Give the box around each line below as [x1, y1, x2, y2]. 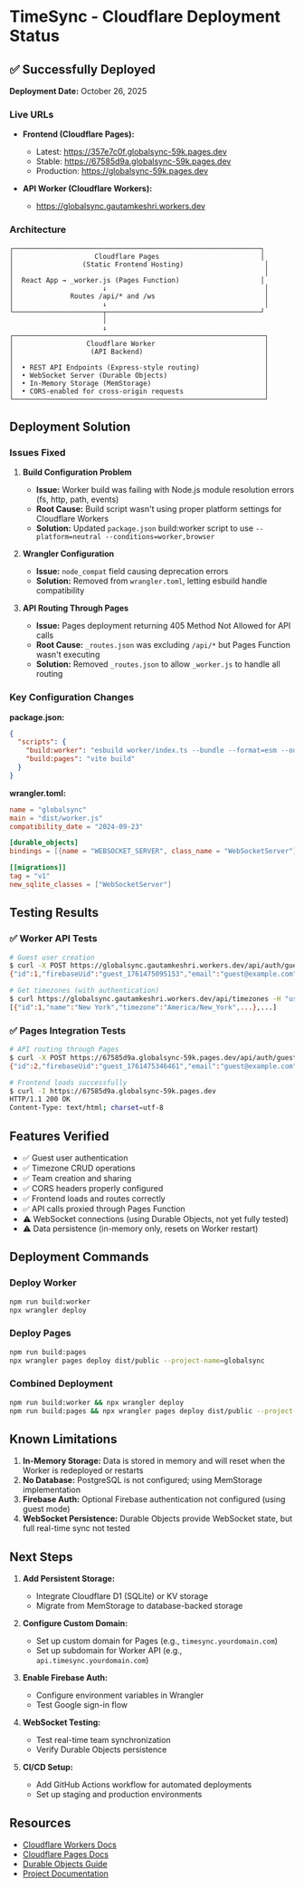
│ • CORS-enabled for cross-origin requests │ [9, 387, 270, 396]
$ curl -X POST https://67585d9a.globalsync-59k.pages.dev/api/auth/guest [9, 1053, 298, 1062]
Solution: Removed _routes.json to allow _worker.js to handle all [35, 659, 280, 669]
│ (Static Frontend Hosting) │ [9, 260, 270, 269]
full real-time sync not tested [22, 1523, 131, 1534]
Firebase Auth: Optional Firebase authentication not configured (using [22, 1494, 286, 1505]
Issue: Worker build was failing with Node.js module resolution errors [35, 485, 295, 496]
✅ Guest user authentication [22, 1152, 128, 1163]
